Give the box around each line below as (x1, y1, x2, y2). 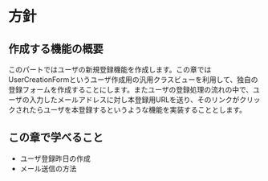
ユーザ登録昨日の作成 (19, 154, 91, 163)
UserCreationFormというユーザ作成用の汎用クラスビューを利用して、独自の (8, 75, 258, 84)
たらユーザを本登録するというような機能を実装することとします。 (29, 105, 247, 114)
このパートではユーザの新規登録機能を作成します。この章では (8, 65, 212, 74)
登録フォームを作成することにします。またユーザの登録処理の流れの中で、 (8, 85, 254, 94)
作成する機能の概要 (8, 42, 104, 56)
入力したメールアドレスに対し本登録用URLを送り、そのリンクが (29, 95, 240, 105)
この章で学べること (8, 130, 104, 145)
